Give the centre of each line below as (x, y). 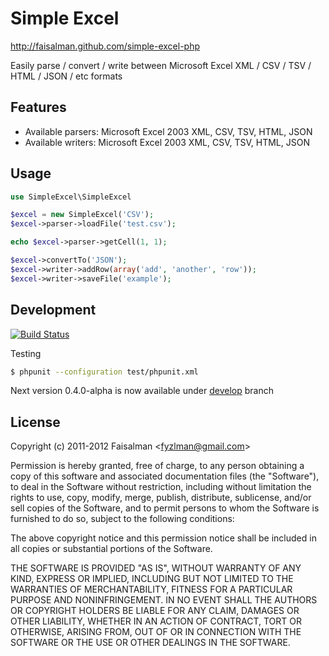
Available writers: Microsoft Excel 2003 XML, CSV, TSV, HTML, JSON (167, 142)
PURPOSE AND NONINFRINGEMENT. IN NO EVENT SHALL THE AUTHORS (164, 600)
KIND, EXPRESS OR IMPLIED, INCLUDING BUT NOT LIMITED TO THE (152, 579)
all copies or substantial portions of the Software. (111, 549)
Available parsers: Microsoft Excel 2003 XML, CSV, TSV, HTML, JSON (168, 131)
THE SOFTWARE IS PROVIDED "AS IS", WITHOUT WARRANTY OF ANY (156, 568)
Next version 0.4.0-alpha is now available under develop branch (142, 391)
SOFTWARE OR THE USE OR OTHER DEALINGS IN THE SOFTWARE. (150, 643)
